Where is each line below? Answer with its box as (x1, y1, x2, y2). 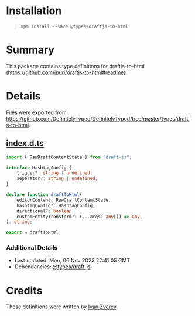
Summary (6, 43, 54, 56)
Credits (6, 284, 43, 297)
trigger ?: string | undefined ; (16, 170, 93, 176)
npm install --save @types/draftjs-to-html (20, 24, 129, 29)
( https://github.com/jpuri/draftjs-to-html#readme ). (6, 69, 128, 76)
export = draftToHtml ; (6, 229, 61, 236)
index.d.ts (6, 138, 44, 148)
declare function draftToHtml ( (6, 192, 83, 198)
